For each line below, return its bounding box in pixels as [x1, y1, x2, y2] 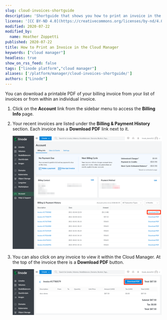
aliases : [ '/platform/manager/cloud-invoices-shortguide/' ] [5, 71, 133, 76]
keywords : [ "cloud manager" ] [5, 50, 66, 55]
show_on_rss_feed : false [5, 60, 57, 66]
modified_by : [5, 29, 32, 34]
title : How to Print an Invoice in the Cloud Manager [5, 45, 119, 50]
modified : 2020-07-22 [5, 24, 50, 29]
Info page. [12, 111, 34, 117]
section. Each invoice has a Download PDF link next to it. [12, 126, 129, 132]
